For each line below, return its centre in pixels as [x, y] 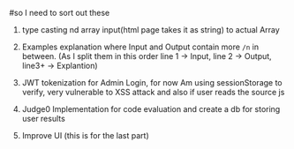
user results [44, 119]
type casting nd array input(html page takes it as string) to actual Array [151, 30]
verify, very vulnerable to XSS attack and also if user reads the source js [153, 92]
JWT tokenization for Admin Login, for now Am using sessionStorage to [152, 82]
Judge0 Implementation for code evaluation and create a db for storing [151, 109]
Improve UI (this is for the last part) [85, 135]
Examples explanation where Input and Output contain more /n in [140, 47]
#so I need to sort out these [60, 13]
